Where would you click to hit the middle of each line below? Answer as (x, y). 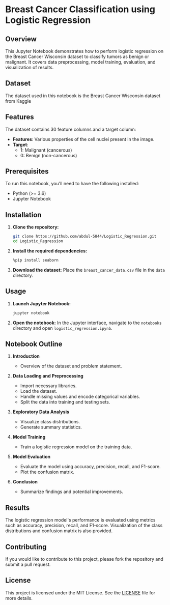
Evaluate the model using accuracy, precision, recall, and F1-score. (91, 467)
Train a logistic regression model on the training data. (76, 447)
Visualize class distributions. (50, 422)
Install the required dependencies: (50, 251)
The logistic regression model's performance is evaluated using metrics (80, 520)
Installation (23, 215)
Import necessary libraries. (48, 386)
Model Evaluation (32, 457)
